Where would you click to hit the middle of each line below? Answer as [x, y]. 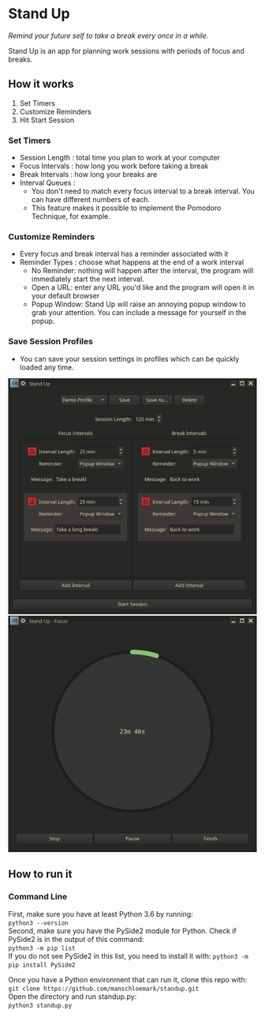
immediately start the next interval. [88, 279]
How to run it [40, 874]
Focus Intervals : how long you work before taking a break [114, 166]
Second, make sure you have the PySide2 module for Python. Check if [122, 931]
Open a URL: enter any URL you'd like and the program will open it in [143, 287]
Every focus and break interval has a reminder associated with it [124, 254]
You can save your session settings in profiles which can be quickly [129, 358]
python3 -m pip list [42, 948]
